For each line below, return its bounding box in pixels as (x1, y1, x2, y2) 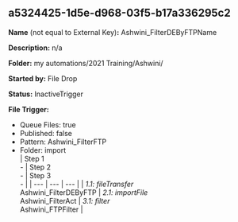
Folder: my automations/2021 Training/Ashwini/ (8, 58, 164, 68)
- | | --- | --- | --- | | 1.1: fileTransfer (19, 179, 134, 189)
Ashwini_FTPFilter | (19, 204, 83, 214)
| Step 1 (19, 154, 45, 163)
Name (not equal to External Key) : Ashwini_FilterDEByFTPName (8, 27, 217, 37)
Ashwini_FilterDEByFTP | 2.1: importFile (19, 187, 148, 197)
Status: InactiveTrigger (8, 89, 83, 99)
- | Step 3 (19, 170, 52, 180)
